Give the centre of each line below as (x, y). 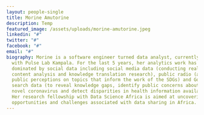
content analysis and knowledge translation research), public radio (101, 74)
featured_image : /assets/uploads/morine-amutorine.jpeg (78, 29)
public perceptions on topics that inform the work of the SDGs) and (101, 80)
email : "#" (20, 52)
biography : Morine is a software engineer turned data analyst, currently (103, 57)
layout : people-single (35, 12)
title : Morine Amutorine (38, 18)
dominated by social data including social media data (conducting (99, 68)
